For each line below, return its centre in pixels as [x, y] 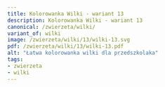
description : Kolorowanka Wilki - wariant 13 [75, 20]
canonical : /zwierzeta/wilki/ [52, 27]
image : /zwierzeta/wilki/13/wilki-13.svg [69, 40]
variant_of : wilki [34, 33]
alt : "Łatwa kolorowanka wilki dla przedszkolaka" [83, 53]
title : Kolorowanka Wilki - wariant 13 [66, 14]
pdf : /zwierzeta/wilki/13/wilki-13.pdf [66, 46]
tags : [15, 60]
